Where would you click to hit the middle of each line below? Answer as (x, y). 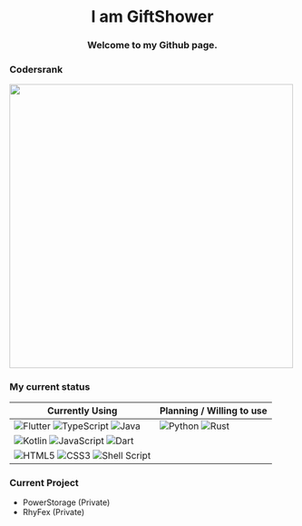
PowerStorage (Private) (66, 502)
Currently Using (82, 411)
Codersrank (36, 70)
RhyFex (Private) (54, 512)
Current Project (44, 482)
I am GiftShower (152, 17)
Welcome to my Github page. (152, 45)
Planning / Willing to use (213, 411)
